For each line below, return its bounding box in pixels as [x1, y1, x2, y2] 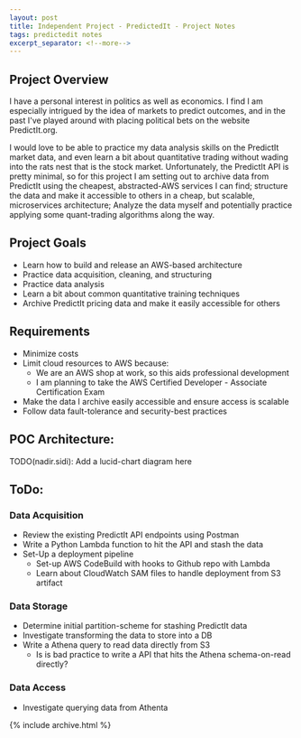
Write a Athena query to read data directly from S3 [22, 640, 210, 650]
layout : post [9, 13, 59, 23]
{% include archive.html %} [9, 719, 112, 730]
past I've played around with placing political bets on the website [9, 115, 251, 126]
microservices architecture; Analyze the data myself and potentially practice [9, 200, 293, 210]
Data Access [9, 681, 66, 694]
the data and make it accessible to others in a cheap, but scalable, [9, 191, 255, 201]
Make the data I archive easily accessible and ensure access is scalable [22, 396, 290, 406]
